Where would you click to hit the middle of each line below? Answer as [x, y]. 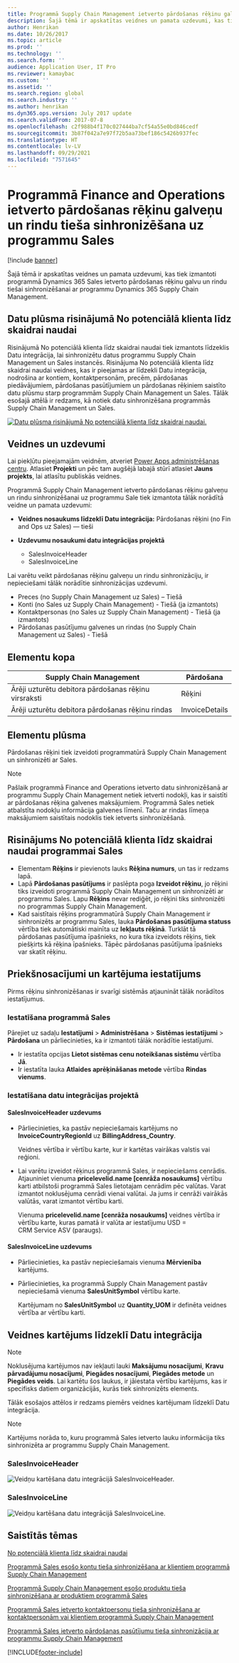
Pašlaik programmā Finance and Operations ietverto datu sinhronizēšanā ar [118, 787]
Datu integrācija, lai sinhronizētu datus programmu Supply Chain [102, 355]
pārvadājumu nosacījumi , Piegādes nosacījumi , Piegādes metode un [111, 1374]
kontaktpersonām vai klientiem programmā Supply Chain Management [111, 1617]
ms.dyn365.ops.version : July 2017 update [70, 113]
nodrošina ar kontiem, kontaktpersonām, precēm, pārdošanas [98, 378]
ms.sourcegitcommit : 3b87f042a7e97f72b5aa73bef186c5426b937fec [103, 133]
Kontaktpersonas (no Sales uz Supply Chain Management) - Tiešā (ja [119, 612]
